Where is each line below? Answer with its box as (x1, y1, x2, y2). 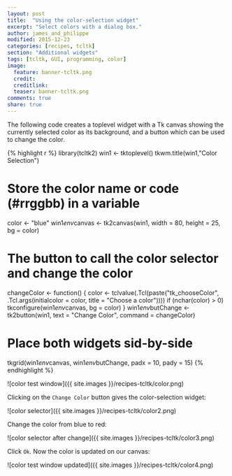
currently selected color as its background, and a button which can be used (7, 127, 225, 136)
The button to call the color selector (7, 251, 219, 266)
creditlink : (13, 82, 49, 89)
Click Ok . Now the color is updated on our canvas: (7, 447, 150, 455)
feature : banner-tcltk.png (13, 68, 92, 75)
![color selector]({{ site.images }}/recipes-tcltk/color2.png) (7, 406, 177, 414)
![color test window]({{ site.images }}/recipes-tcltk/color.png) (7, 379, 184, 388)
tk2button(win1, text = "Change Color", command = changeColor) (7, 310, 196, 319)
